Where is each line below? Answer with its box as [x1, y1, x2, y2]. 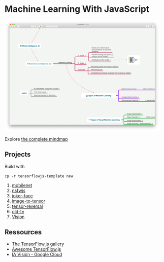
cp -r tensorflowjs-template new [4, 174, 73, 179]
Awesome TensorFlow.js [11, 246, 61, 252]
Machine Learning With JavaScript [4, 3, 150, 15]
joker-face [11, 192, 33, 198]
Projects [4, 150, 31, 159]
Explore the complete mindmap [4, 136, 68, 142]
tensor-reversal [11, 203, 43, 209]
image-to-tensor [11, 198, 45, 204]
